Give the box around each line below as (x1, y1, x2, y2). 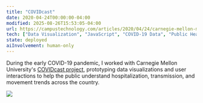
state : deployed (6, 37, 47, 43)
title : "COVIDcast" (6, 8, 56, 15)
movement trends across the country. (6, 78, 100, 85)
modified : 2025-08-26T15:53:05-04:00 (6, 20, 101, 26)
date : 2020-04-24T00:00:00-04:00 (6, 15, 91, 21)
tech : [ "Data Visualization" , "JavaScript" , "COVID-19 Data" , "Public (6, 32, 188, 38)
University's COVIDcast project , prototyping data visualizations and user (6, 65, 187, 73)
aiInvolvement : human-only (6, 43, 74, 49)
